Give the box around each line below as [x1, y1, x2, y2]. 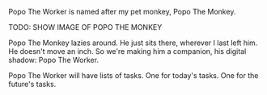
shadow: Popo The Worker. [8, 56, 100, 64]
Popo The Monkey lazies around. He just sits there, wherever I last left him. [8, 38, 258, 47]
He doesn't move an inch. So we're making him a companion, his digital [8, 47, 247, 56]
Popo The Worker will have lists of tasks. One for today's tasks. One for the [8, 71, 259, 80]
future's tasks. [8, 80, 57, 89]
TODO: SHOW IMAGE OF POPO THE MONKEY [8, 23, 163, 31]
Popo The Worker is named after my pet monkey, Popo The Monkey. [8, 7, 236, 16]
